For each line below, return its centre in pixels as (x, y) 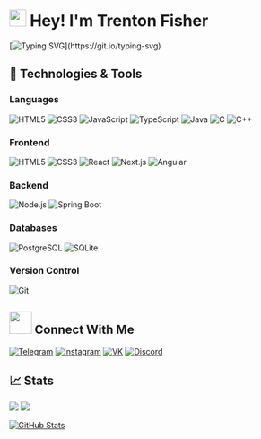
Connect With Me (84, 330)
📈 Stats (32, 381)
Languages (35, 100)
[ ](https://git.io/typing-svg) (85, 46)
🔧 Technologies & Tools (76, 74)
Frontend (30, 142)
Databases (33, 228)
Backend (29, 185)
